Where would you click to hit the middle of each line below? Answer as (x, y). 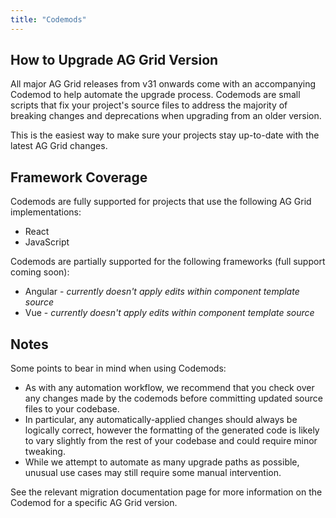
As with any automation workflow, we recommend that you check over (169, 388)
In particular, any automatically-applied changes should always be (161, 420)
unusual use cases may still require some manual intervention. (153, 473)
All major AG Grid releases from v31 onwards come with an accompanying (163, 84)
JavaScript (47, 242)
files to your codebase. (72, 409)
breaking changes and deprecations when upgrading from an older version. (166, 116)
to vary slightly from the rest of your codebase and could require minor (171, 441)
